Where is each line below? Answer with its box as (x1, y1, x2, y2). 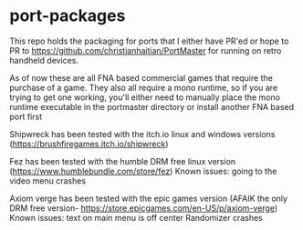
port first (9, 111, 43, 122)
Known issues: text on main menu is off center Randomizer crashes (9, 212, 263, 223)
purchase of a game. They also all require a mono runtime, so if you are (9, 82, 278, 93)
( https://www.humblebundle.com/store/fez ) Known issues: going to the (9, 165, 277, 176)
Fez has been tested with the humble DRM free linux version (9, 155, 236, 166)
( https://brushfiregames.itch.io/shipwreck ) (9, 138, 169, 149)
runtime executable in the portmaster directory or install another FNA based (9, 101, 295, 112)
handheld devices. (9, 55, 79, 65)
